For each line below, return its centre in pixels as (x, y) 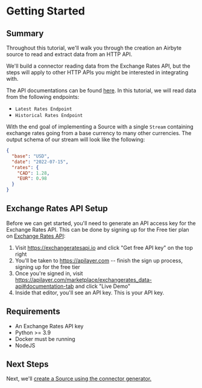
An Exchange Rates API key (49, 326)
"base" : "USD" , (31, 156)
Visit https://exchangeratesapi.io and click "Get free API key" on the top (104, 247)
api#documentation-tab (44, 286)
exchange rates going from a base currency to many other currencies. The (99, 133)
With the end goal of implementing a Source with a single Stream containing (100, 127)
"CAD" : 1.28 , (33, 173)
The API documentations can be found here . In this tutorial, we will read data (101, 91)
